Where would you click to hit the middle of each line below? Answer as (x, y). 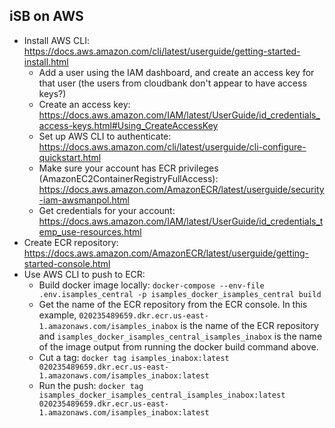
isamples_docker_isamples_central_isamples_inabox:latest (162, 395)
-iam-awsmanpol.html (84, 200)
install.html (46, 61)
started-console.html (67, 263)
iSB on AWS (46, 16)
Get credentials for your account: (107, 210)
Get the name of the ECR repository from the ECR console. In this (173, 304)
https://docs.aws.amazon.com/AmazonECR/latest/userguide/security (181, 189)
